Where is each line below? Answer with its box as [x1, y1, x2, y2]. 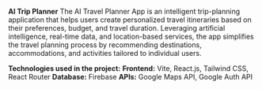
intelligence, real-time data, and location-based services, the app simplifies [8, 32, 255, 41]
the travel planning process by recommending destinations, [8, 40, 202, 50]
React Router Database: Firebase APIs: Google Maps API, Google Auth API [8, 72, 253, 81]
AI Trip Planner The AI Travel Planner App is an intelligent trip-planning [8, 7, 241, 16]
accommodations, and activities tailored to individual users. [8, 49, 202, 57]
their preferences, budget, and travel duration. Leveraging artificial [8, 24, 226, 32]
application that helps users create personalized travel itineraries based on [8, 15, 252, 24]
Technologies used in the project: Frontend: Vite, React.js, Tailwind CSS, [8, 64, 249, 73]
